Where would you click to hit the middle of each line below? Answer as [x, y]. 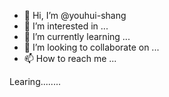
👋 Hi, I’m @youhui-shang [75, 15]
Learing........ [35, 81]
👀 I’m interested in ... [66, 26]
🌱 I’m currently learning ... [77, 36]
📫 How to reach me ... [70, 58]
